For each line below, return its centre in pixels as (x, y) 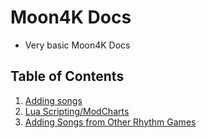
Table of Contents (67, 76)
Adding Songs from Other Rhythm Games (110, 122)
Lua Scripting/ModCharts (77, 111)
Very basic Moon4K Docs (77, 45)
